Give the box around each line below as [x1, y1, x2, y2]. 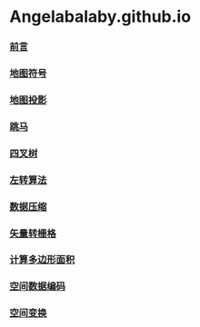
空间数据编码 [9, 280, 66, 292]
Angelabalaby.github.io [9, 6, 192, 27]
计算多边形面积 [9, 253, 75, 266]
